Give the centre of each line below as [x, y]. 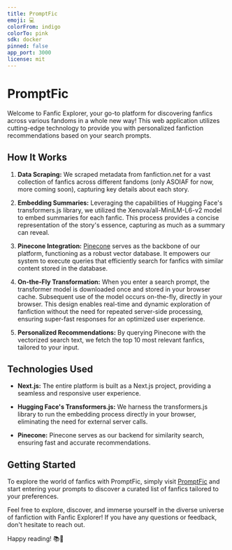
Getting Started [42, 464]
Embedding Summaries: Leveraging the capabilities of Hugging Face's [120, 203]
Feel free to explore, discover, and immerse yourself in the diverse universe [116, 510]
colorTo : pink [28, 33]
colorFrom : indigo [34, 27]
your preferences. [33, 496]
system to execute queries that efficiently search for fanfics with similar [120, 261]
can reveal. [34, 232]
